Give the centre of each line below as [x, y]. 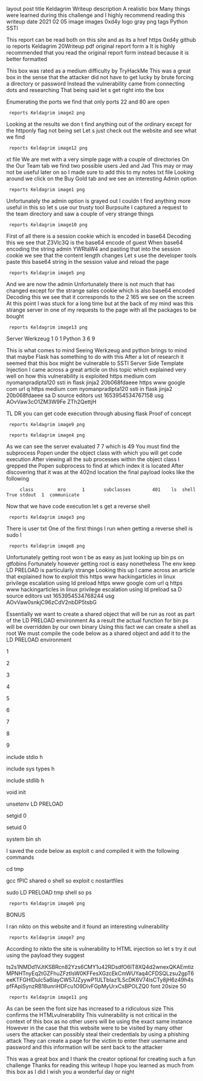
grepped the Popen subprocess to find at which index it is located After [95, 466]
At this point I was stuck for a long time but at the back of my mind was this [100, 303]
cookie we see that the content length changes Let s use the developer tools [101, 255]
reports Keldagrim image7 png [47, 938]
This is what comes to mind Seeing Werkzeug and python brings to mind [97, 350]
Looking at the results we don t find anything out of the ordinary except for [99, 124]
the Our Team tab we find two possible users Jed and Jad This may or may [100, 166]
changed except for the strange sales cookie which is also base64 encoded [101, 291]
